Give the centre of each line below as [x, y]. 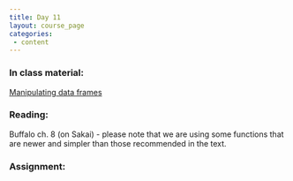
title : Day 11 [35, 17]
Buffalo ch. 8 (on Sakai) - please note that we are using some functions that [146, 134]
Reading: [29, 115]
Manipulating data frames [56, 92]
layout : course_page [47, 26]
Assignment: [38, 166]
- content [31, 42]
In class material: [46, 73]
